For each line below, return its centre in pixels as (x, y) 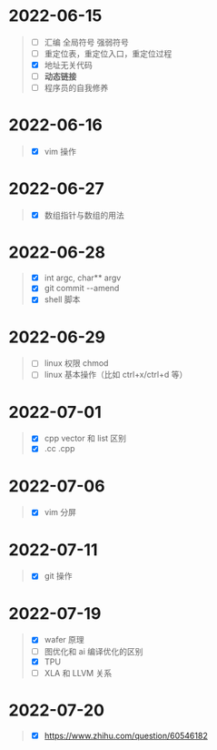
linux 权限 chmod (76, 363)
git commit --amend (82, 289)
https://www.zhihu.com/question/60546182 (126, 735)
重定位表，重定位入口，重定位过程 (108, 54)
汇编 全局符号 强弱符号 (86, 42)
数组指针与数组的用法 (84, 216)
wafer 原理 (64, 640)
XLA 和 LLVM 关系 (78, 673)
